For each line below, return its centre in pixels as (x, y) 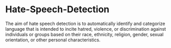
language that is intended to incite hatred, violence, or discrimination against (86, 29)
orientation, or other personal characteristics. (53, 40)
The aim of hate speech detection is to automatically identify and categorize (85, 23)
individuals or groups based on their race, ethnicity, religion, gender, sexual (84, 34)
